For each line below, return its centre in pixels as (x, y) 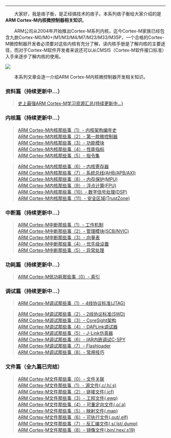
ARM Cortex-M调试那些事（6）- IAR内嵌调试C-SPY (72, 340)
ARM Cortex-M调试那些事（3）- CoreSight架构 (67, 320)
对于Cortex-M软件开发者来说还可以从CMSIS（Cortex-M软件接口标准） (91, 50)
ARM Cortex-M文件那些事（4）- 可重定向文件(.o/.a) (72, 404)
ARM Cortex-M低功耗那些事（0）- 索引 (59, 277)
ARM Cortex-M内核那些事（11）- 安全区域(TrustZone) (74, 198)
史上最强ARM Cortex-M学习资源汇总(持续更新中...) (70, 104)
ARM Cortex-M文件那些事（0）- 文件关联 (61, 379)
